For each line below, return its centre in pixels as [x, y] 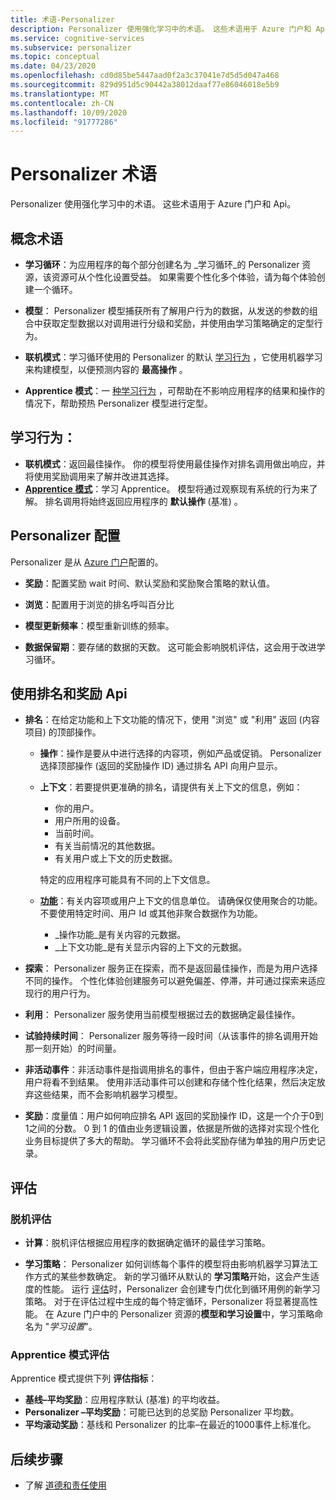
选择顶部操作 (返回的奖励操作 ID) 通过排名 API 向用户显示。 [161, 766]
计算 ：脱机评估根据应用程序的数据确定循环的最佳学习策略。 [147, 1243]
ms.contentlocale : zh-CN [62, 103]
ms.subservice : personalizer [71, 47]
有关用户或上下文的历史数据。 [116, 858]
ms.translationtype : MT [60, 94]
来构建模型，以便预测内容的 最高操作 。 [106, 369]
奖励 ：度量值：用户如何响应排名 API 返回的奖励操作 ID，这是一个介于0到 [174, 1116]
